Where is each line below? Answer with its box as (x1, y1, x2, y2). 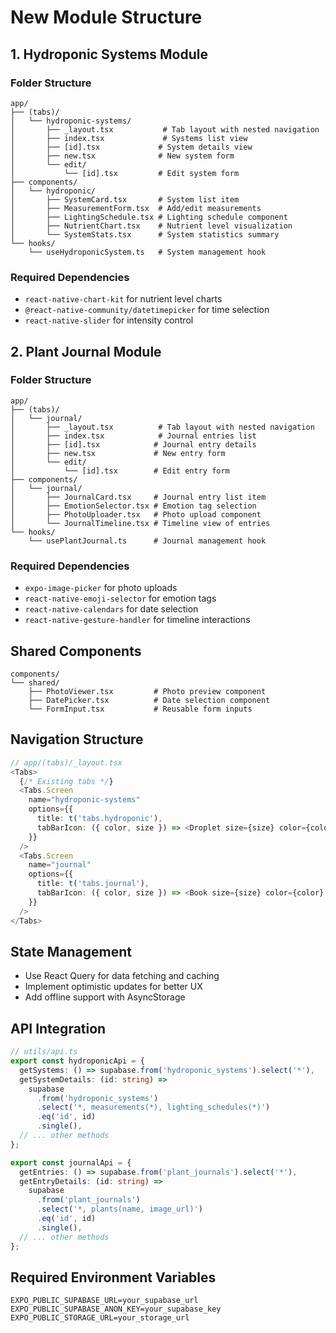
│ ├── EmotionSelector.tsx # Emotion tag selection (10, 501, 257, 511)
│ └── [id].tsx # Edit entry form (10, 466, 230, 476)
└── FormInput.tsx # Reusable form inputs (28, 704, 253, 714)
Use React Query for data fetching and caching (24, 970, 220, 982)
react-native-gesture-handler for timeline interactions (24, 614, 251, 626)
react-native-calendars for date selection (24, 603, 199, 615)
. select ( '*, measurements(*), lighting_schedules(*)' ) (36, 1102, 271, 1113)
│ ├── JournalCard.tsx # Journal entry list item (10, 492, 267, 502)
